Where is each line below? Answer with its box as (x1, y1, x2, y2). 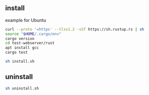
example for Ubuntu (5, 17, 46, 23)
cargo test (5, 50, 28, 55)
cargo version (5, 36, 35, 41)
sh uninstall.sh (5, 86, 39, 91)
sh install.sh (5, 59, 35, 64)
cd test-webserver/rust (5, 41, 55, 46)
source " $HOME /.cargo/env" (5, 31, 61, 36)
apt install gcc (5, 45, 39, 50)
